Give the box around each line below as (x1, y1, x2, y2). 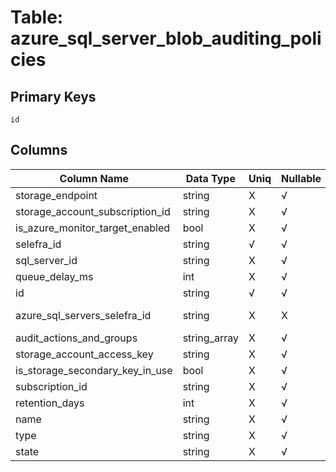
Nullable (281, 171, 322, 185)
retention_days (15, 396, 85, 410)
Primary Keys (10, 88, 97, 105)
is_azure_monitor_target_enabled (15, 221, 171, 235)
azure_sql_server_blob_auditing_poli (10, 27, 322, 50)
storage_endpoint (15, 188, 98, 202)
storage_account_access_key (15, 347, 154, 361)
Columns (10, 142, 68, 159)
